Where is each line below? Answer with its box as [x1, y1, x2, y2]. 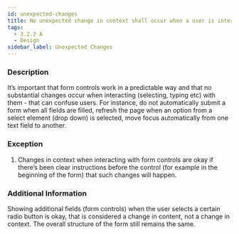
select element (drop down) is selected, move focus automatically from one [7, 113, 229, 122]
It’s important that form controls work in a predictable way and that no [7, 83, 212, 92]
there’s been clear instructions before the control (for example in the [17, 163, 218, 171]
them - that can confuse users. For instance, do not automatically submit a [7, 98, 226, 107]
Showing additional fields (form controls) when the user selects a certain [7, 204, 221, 213]
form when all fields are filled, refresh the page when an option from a [7, 106, 213, 115]
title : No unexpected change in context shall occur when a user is [7, 17, 215, 24]
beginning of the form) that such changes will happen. [17, 171, 177, 179]
